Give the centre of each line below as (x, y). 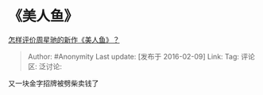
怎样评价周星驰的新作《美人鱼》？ (64, 40)
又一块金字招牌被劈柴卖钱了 (54, 83)
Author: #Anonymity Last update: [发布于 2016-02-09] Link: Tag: (133, 56)
